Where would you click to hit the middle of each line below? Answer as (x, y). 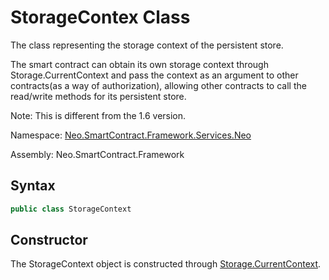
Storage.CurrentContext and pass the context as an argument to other (154, 75)
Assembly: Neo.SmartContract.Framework (97, 154)
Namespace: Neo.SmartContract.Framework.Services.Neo (131, 135)
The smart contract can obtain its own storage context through (139, 64)
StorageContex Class (100, 17)
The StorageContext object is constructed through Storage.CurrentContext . (166, 264)
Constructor (49, 240)
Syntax (33, 186)
